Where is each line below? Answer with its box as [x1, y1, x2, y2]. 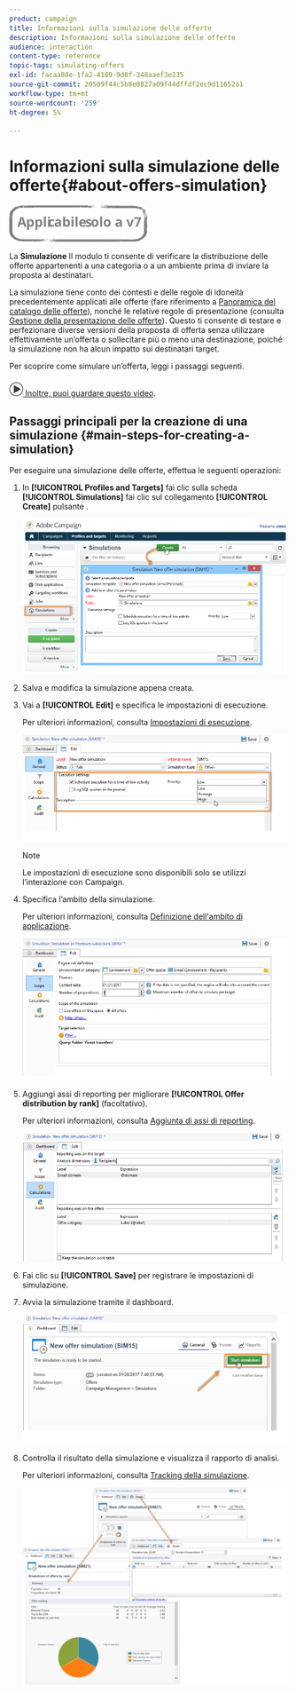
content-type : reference [9, 51, 101, 61]
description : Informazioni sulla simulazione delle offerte [9, 33, 237, 42]
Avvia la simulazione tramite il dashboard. [21, 1297, 175, 1308]
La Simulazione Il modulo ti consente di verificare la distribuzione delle [9, 251, 269, 262]
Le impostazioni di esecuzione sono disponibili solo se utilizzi [21, 867, 246, 878]
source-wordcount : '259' [9, 99, 101, 107]
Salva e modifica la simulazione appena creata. [21, 683, 195, 693]
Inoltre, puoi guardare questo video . [25, 388, 157, 399]
